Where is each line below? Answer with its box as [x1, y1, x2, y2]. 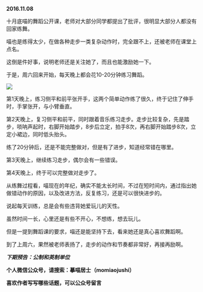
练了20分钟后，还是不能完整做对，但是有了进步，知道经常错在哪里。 [6, 144, 177, 150]
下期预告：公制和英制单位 [6, 253, 70, 261]
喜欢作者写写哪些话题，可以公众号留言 [6, 279, 101, 286]
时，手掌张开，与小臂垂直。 [6, 103, 76, 110]
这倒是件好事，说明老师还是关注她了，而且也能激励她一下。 [6, 59, 155, 65]
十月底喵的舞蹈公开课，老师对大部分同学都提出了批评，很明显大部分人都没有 [6, 17, 197, 25]
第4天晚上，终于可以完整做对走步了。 [6, 169, 100, 176]
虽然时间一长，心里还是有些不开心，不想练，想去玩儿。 [6, 215, 144, 222]
